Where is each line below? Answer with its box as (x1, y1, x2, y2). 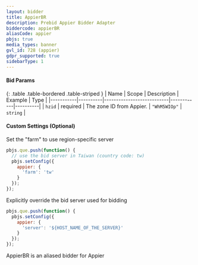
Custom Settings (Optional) (6, 122, 76, 130)
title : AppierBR (6, 14, 46, 20)
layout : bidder (6, 8, 44, 15)
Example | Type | (6, 96, 48, 103)
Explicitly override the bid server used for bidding (6, 197, 127, 204)
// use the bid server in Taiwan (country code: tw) (11, 153, 145, 159)
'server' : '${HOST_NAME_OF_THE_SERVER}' (21, 225, 124, 231)
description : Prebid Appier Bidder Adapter (6, 20, 116, 26)
